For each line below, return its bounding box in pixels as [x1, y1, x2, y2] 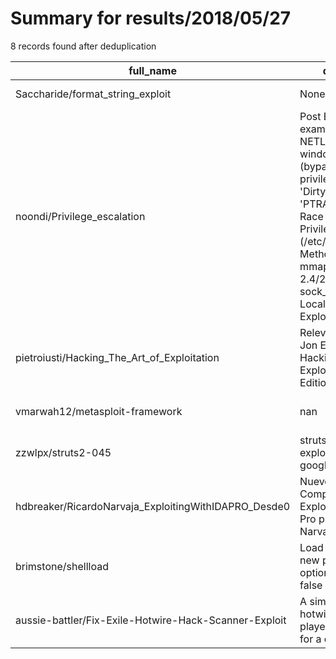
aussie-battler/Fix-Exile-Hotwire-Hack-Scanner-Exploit [15, 613, 287, 627]
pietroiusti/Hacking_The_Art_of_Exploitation [15, 350, 220, 364]
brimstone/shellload [15, 559, 109, 573]
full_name [128, 63, 177, 77]
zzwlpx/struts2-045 [15, 445, 112, 459]
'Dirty [299, 184, 327, 198]
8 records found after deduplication [10, 40, 157, 52]
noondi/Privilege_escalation [15, 209, 146, 223]
